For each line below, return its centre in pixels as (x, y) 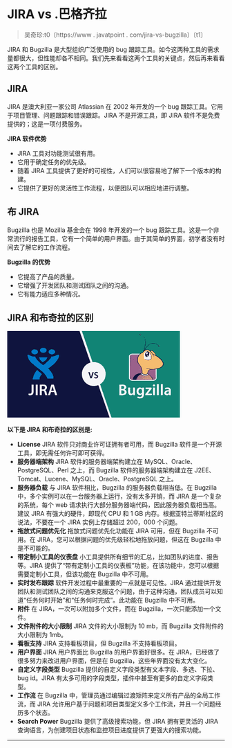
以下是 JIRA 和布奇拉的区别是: (50, 429)
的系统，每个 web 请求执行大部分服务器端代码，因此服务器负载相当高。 (119, 505)
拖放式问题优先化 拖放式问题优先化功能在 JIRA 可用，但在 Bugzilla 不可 (118, 531)
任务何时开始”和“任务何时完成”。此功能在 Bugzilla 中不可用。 (113, 600)
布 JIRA (23, 212)
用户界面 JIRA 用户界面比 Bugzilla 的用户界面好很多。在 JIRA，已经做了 (118, 652)
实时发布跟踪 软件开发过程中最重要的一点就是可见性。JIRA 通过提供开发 (119, 583)
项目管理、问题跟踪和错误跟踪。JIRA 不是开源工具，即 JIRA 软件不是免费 (116, 115)
